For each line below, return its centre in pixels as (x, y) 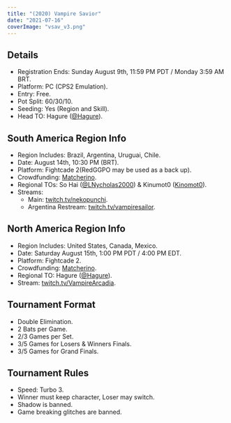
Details (23, 55)
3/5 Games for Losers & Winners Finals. (74, 343)
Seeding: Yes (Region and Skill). (63, 109)
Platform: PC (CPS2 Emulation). (62, 87)
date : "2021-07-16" (36, 20)
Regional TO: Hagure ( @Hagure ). (65, 275)
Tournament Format (52, 305)
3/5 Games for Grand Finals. (58, 351)
